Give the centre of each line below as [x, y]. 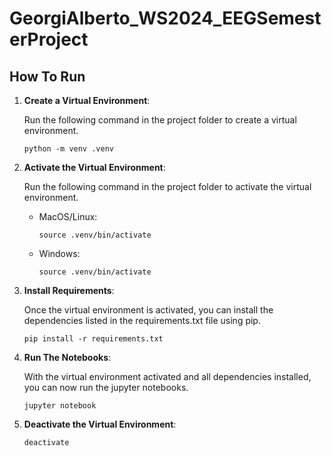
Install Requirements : [69, 290]
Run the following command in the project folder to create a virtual [160, 120]
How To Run [47, 76]
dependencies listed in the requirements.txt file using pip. [142, 320]
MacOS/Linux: [68, 216]
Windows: [59, 253]
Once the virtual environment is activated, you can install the [148, 310]
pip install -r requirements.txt [93, 339]
